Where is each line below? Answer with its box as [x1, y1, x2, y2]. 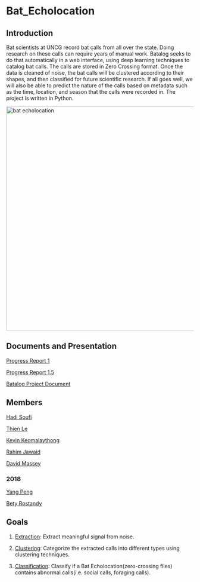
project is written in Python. [6, 94, 74, 102]
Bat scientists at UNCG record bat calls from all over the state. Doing [6, 44, 174, 51]
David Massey [6, 460, 41, 467]
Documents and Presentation [6, 341, 117, 351]
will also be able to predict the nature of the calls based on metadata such [6, 82, 187, 89]
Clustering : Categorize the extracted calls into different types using [14, 544, 180, 552]
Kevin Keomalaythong [6, 436, 60, 443]
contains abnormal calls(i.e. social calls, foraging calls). [14, 569, 151, 576]
